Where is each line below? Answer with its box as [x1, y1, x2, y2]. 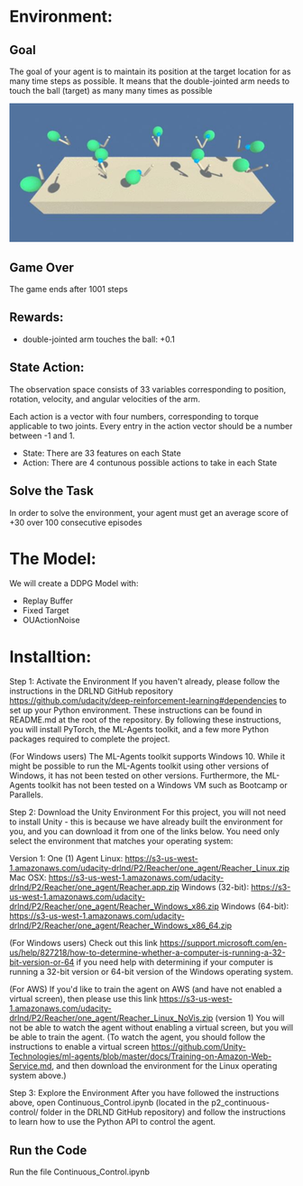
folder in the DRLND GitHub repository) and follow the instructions [40, 1107, 286, 1117]
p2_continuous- [211, 1098, 271, 1108]
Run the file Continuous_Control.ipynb [9, 1166, 151, 1178]
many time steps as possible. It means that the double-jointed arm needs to [9, 76, 290, 87]
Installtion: [9, 647, 92, 667]
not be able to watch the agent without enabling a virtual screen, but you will [9, 1022, 294, 1034]
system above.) [9, 1071, 67, 1081]
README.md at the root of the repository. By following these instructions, [9, 714, 282, 725]
